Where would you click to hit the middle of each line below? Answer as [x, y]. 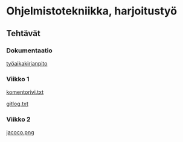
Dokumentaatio [29, 51]
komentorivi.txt [25, 92]
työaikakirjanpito [27, 63]
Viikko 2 [18, 120]
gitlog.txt [18, 104]
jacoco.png [20, 132]
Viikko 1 [18, 79]
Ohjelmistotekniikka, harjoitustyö [91, 11]
